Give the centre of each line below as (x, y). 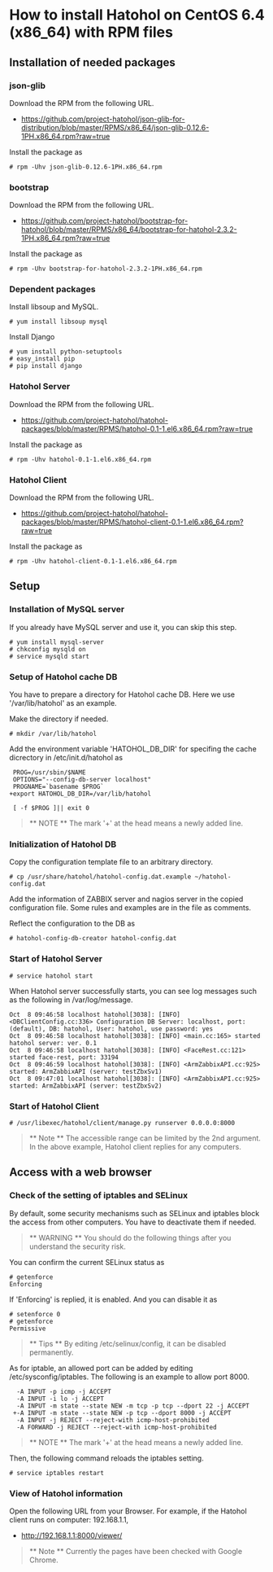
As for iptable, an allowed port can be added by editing (101, 1368)
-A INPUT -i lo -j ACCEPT (61, 1399)
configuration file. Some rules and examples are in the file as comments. (130, 908)
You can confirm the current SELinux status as (87, 1262)
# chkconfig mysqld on (48, 649)
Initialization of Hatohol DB (63, 844)
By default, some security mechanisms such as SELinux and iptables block (134, 1213)
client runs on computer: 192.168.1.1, (69, 1519)
